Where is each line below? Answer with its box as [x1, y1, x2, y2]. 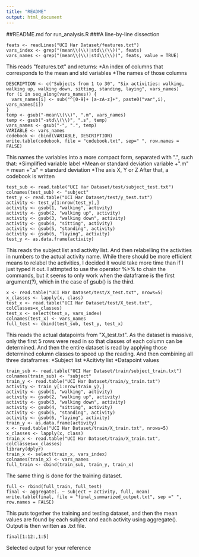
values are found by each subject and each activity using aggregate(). [6, 515, 178, 523]
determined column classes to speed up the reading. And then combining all [6, 350, 193, 357]
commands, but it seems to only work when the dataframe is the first [6, 272, 175, 279]
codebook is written [6, 172, 55, 180]
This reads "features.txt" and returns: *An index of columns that [6, 63, 163, 70]
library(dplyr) [6, 446, 44, 452]
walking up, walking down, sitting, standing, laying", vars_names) [6, 86, 179, 92]
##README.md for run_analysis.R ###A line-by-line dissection [6, 30, 160, 37]
